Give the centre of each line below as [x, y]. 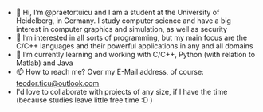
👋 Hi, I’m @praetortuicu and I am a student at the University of [118, 12]
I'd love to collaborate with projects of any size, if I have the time [122, 92]
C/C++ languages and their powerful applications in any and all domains [134, 46]
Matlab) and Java [44, 63]
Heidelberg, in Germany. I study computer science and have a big [123, 21]
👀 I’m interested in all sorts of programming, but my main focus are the [131, 37]
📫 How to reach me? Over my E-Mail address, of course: [110, 72]
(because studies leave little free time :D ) [84, 100]
